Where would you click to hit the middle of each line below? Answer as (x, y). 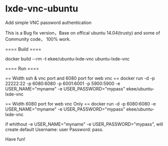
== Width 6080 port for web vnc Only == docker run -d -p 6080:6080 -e (81, 103)
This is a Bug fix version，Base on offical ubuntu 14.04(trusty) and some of (83, 32)
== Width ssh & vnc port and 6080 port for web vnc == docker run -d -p (80, 78)
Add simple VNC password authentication (48, 22)
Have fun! (15, 139)
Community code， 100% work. (38, 39)
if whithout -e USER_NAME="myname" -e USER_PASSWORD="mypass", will (84, 124)
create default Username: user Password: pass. (54, 129)
